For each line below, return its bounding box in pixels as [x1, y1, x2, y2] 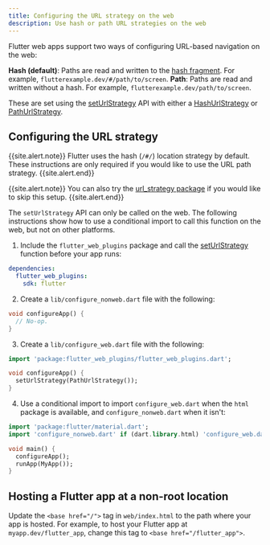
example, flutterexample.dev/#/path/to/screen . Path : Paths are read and [8, 74, 253, 84]
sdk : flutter [22, 280, 67, 288]
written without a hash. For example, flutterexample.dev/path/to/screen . [8, 82, 252, 92]
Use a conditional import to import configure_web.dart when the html [19, 399, 249, 408]
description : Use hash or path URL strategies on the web [8, 19, 207, 27]
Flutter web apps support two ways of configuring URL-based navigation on [8, 41, 260, 51]
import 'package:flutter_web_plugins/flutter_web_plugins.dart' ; [8, 354, 231, 363]
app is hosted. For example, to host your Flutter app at [8, 519, 188, 529]
